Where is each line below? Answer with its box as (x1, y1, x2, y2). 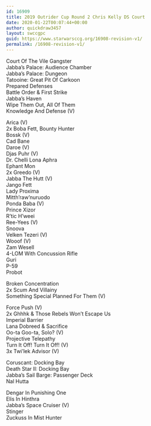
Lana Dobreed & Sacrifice (6, 323, 68, 330)
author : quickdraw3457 (6, 25, 61, 31)
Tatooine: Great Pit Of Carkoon (6, 76, 80, 83)
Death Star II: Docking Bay (6, 365, 70, 372)
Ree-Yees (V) (6, 219, 38, 226)
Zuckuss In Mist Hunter (6, 414, 63, 421)
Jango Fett (6, 181, 32, 188)
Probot (6, 269, 22, 276)
